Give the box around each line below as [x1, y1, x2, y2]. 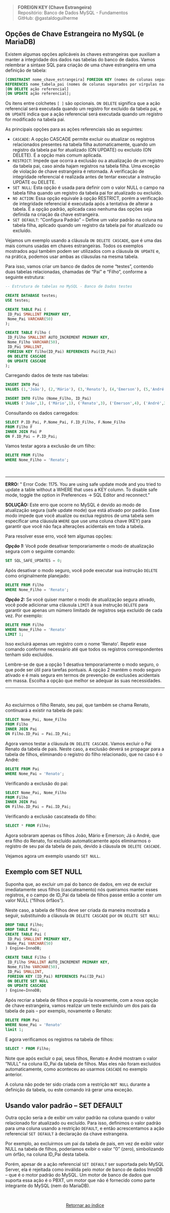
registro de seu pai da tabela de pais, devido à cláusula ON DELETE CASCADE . [5, 843, 161, 849]
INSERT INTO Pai [5, 382, 39, 387]
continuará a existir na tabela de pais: [5, 707, 83, 713]
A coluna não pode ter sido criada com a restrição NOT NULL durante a [5, 1081, 150, 1087]
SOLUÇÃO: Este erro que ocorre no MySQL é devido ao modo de [5, 502, 142, 508]
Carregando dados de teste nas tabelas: [5, 372, 89, 378]
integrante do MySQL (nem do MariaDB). [5, 1183, 91, 1189]
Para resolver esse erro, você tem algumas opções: [5, 533, 113, 539]
